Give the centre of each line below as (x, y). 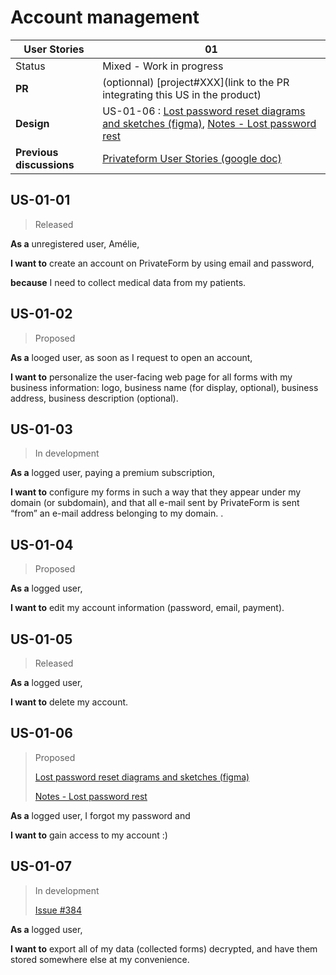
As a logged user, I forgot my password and (100, 815)
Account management (105, 17)
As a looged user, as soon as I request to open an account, (131, 357)
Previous (37, 152)
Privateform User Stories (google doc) (192, 158)
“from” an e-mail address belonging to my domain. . (117, 513)
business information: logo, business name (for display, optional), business (164, 387)
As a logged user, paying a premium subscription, (113, 473)
